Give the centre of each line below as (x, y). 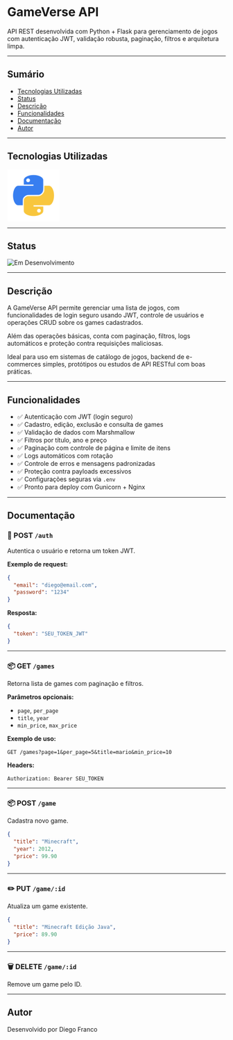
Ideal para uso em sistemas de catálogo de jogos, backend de (96, 357)
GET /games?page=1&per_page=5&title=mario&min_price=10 (89, 753)
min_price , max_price (47, 726)
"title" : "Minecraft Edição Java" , (65, 927)
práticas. (20, 371)
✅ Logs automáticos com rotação (65, 456)
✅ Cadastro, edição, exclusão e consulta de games (90, 425)
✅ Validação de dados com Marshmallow (76, 432)
